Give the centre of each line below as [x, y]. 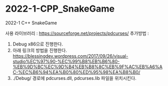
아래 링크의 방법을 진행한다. [40, 50]
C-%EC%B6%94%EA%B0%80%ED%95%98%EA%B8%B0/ [76, 72]
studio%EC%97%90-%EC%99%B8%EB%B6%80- [66, 61]
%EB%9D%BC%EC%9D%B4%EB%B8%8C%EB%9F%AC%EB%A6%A [88, 67]
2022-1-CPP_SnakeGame [60, 9]
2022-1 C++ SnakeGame [31, 23]
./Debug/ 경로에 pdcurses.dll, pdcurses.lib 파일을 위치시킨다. [75, 78]
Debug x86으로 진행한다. [38, 44]
